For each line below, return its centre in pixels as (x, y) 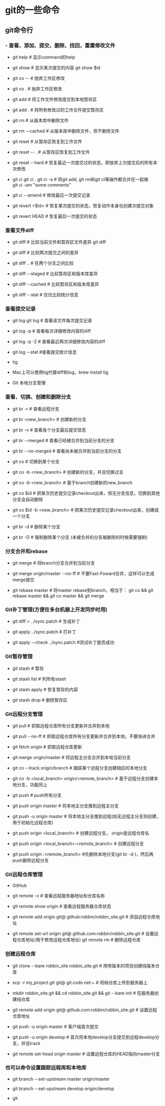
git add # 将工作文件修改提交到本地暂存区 (55, 99)
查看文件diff (20, 230)
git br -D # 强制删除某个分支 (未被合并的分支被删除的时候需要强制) (80, 537)
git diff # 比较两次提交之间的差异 (45, 253)
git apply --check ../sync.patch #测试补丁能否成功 (63, 643)
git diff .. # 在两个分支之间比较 (43, 263)
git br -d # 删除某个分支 (36, 526)
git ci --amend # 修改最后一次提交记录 (51, 195)
